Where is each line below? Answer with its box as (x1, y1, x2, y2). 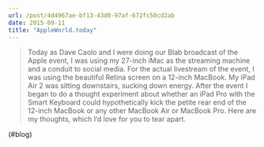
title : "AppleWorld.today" (8, 26, 97, 34)
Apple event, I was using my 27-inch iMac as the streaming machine (27, 56, 251, 65)
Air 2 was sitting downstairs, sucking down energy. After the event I (27, 81, 248, 90)
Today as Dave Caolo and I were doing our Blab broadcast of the (27, 48, 239, 57)
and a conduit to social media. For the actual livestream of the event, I (27, 64, 255, 74)
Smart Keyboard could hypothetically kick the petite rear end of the (27, 97, 247, 107)
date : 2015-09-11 (8, 19, 66, 27)
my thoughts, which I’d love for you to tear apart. (27, 115, 187, 124)
